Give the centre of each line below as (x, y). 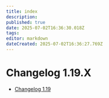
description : (22, 17)
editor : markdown (27, 38)
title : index (22, 11)
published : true (26, 22)
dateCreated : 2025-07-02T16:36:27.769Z (54, 44)
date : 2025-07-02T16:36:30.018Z (45, 28)
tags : (13, 33)
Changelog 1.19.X (49, 73)
